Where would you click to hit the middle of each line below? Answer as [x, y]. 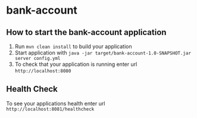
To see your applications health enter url [56, 103]
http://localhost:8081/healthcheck [50, 109]
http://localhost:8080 [43, 71]
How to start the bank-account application [86, 32]
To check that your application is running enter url [76, 64]
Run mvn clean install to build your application [73, 46]
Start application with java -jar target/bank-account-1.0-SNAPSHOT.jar [103, 53]
